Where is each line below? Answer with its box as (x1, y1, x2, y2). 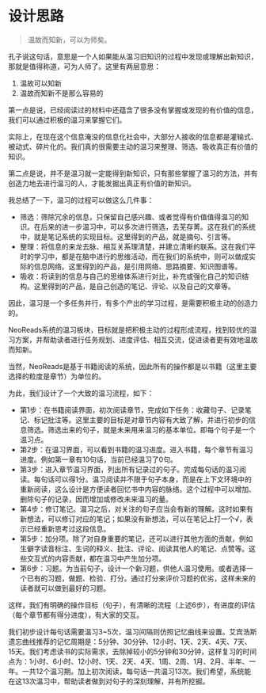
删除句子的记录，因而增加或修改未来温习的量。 (19, 494, 173, 504)
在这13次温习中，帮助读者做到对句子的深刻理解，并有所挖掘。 (8, 676, 210, 686)
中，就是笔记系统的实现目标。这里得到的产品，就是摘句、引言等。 (19, 231, 235, 242)
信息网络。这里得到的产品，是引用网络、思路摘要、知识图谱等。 (33, 261, 242, 271)
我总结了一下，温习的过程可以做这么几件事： (8, 195, 154, 204)
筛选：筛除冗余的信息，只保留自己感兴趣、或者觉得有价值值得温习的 (19, 211, 242, 222)
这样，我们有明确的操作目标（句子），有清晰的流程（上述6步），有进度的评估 (8, 600, 256, 610)
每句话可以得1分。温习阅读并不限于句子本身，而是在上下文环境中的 (33, 474, 252, 484)
